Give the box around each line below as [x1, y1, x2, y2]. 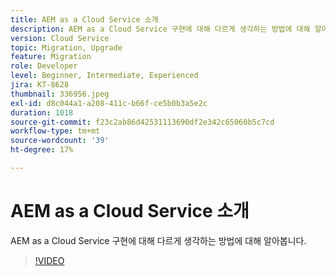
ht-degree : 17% [10, 145, 74, 155]
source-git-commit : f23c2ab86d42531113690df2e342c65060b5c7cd [10, 117, 275, 127]
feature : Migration [10, 52, 92, 62]
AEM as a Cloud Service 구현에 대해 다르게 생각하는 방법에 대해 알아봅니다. [10, 234, 307, 246]
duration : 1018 [10, 107, 74, 118]
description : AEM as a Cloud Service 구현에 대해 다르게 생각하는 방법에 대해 [10, 24, 311, 34]
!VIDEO [34, 254, 65, 266]
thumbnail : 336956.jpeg [10, 89, 110, 99]
